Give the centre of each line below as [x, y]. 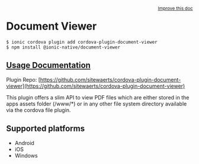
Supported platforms [45, 129]
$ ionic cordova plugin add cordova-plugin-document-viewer [82, 42]
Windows [26, 155]
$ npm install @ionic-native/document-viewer [63, 47]
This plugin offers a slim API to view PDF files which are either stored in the [98, 97]
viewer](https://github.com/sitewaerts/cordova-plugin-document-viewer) [96, 86]
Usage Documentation [48, 65]
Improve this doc [175, 8]
